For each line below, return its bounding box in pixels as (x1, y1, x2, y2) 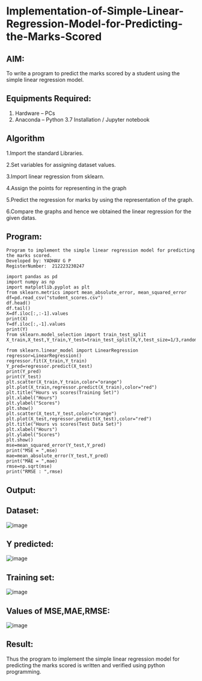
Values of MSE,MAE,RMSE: (6, 606, 110, 616)
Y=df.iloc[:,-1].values (6, 321, 66, 328)
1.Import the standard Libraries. (6, 149, 84, 157)
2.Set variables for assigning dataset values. (6, 161, 116, 168)
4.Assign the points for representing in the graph (6, 184, 127, 191)
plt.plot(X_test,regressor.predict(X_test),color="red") (6, 416, 152, 422)
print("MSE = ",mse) (6, 447, 58, 454)
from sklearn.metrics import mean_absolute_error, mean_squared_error (6, 290, 187, 296)
